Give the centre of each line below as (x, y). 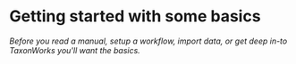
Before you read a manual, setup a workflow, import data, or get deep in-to (148, 41)
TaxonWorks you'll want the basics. (75, 50)
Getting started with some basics (135, 16)
